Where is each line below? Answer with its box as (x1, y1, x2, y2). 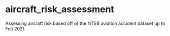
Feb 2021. (5, 25, 26, 31)
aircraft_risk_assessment (5, 4, 114, 15)
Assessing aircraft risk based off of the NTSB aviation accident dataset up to (5, 20, 165, 26)
